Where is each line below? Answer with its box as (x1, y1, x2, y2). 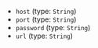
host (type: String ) (15, 7, 77, 15)
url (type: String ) (15, 31, 73, 40)
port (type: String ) (15, 15, 77, 24)
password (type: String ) (15, 23, 91, 32)
